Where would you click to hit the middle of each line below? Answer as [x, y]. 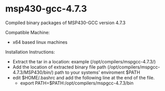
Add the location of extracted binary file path [59, 67]
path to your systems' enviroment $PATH [97, 72]
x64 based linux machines [40, 42]
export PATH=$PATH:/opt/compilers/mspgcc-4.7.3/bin [77, 83]
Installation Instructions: [30, 52]
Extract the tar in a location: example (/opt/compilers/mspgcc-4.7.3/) [84, 61]
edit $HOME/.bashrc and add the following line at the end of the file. [84, 77]
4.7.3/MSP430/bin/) [33, 72]
